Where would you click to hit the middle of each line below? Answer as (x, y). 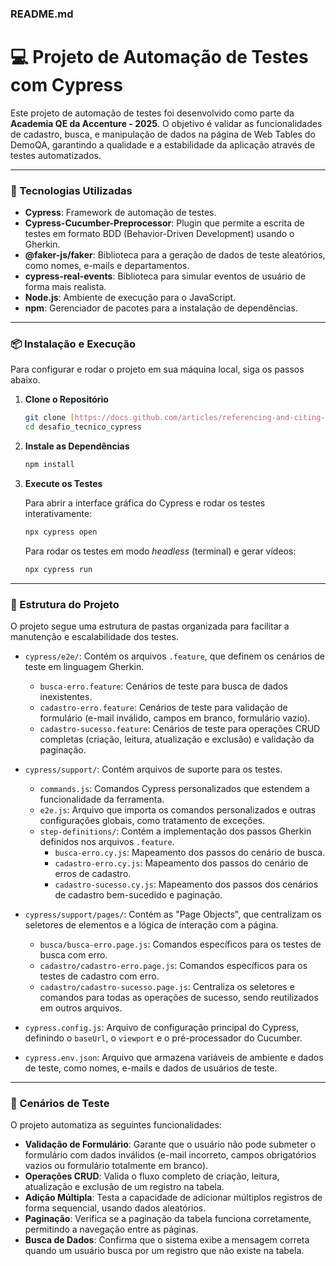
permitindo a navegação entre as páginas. (111, 1229)
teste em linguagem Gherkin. (84, 667)
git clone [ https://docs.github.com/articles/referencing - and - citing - (175, 418)
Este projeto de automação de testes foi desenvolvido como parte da (152, 113)
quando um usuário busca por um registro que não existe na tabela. (164, 1251)
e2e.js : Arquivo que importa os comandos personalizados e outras (178, 810)
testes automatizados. (56, 155)
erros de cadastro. (93, 874)
